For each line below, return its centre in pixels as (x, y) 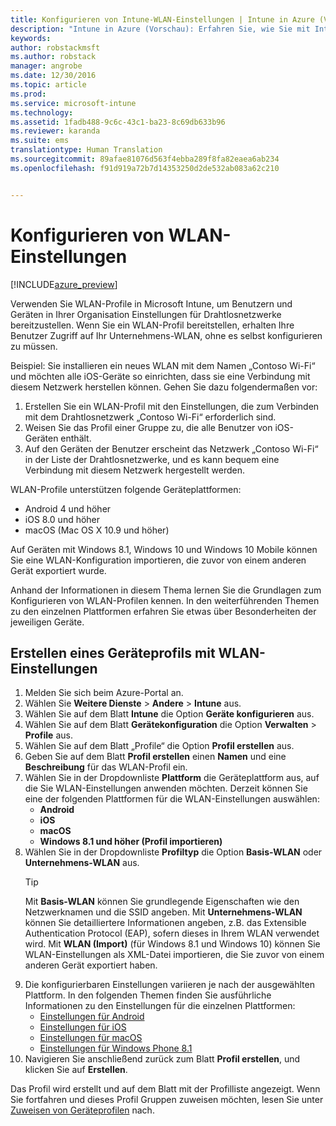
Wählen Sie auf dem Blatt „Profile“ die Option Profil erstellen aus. (159, 746)
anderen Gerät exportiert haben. (91, 965)
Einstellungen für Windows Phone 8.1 (116, 1048)
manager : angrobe (46, 66)
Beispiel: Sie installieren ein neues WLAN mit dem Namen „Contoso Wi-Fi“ (163, 365)
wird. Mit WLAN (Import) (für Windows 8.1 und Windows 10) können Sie (172, 944)
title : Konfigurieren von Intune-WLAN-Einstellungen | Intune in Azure (162, 19)
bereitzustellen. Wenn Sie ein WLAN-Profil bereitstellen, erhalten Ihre (152, 325)
